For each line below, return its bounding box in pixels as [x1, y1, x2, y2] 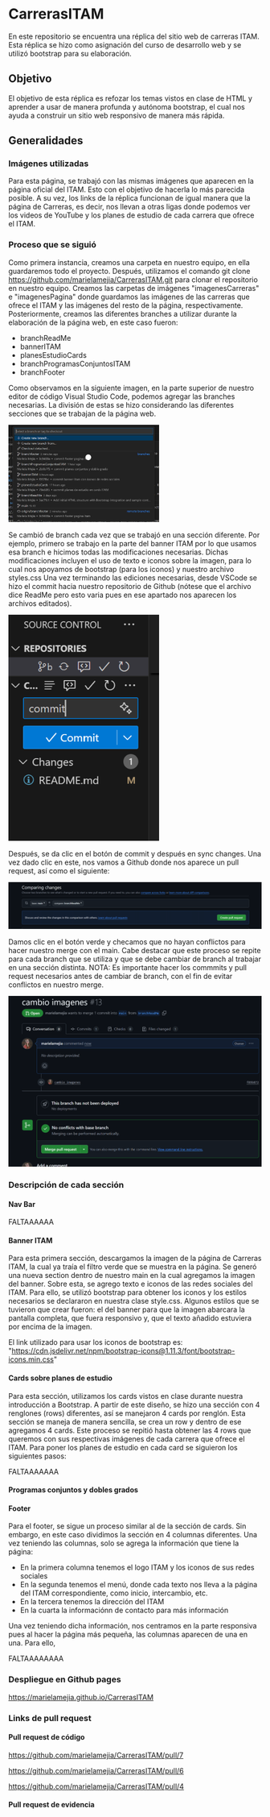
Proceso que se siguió [8, 239, 96, 251]
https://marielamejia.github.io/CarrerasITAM [8, 1692, 154, 1702]
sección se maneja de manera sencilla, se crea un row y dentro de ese [8, 1417, 242, 1426]
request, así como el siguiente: [8, 865, 110, 875]
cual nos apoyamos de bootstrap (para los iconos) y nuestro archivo [8, 564, 235, 574]
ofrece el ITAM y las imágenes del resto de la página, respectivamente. [8, 300, 243, 310]
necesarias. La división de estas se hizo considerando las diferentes [8, 400, 235, 409]
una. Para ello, [8, 1638, 56, 1648]
